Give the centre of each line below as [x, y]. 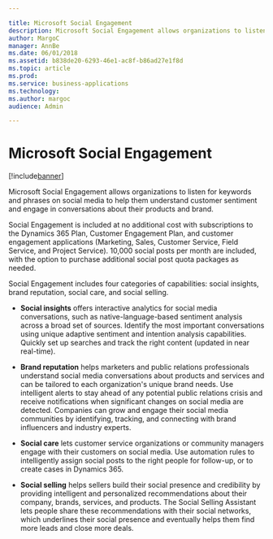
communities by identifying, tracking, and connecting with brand [128, 419]
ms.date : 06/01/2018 [43, 54]
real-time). [38, 351]
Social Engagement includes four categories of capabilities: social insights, [134, 284]
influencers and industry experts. [76, 428]
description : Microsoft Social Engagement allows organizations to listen [138, 30]
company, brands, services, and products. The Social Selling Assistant [138, 502]
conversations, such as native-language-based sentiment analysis [131, 317]
